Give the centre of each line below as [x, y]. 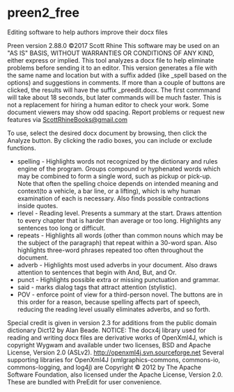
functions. [22, 148]
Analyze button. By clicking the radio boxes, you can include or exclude [110, 140]
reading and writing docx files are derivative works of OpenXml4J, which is [115, 337]
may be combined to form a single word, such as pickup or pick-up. [114, 176]
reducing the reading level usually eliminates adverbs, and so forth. [114, 309]
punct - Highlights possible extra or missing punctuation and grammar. [119, 279]
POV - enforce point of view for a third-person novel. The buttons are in [120, 295]
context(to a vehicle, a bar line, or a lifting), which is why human [109, 191]
